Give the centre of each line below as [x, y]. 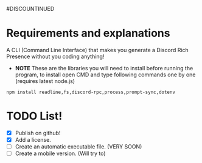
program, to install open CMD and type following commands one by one [105, 75]
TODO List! [34, 116]
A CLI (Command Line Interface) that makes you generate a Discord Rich [97, 50]
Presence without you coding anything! [55, 56]
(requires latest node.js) [45, 81]
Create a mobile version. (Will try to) [60, 153]
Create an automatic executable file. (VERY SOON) [78, 147]
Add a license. [33, 139]
